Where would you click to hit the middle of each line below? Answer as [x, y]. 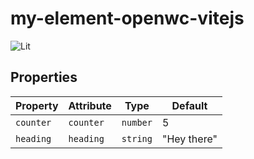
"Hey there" [189, 139]
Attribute [90, 105]
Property [37, 105]
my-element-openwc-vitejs [127, 18]
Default [189, 105]
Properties [44, 77]
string [137, 138]
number [137, 122]
